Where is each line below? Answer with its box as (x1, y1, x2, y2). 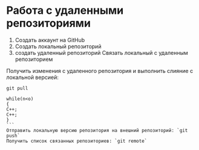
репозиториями (6, 16, 91, 30)
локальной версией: (6, 73, 59, 81)
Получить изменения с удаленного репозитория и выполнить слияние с (6, 67, 194, 74)
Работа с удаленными (6, 4, 124, 17)
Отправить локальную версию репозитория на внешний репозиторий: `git (6, 127, 188, 133)
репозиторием (15, 55, 53, 63)
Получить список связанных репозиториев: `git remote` (6, 138, 148, 144)
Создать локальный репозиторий (15, 43, 102, 50)
